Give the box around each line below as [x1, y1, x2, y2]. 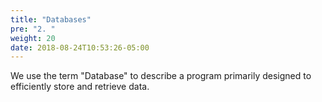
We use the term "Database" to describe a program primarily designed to [10, 70, 312, 82]
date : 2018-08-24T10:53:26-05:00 [10, 42, 150, 53]
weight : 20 [10, 33, 56, 43]
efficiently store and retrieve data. [10, 81, 150, 93]
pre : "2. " [10, 24, 56, 34]
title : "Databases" [10, 14, 92, 25]
